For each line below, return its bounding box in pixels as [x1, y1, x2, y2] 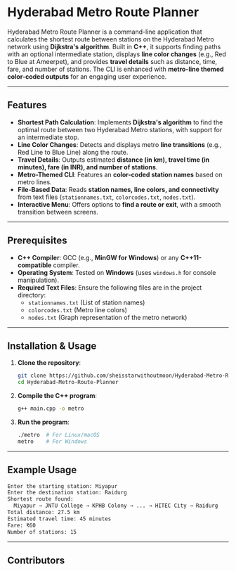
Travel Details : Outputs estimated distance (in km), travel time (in [17, 155, 209, 164]
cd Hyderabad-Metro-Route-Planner [17, 379, 119, 386]
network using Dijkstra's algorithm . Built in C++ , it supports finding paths [7, 42, 221, 51]
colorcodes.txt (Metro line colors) [27, 305, 128, 314]
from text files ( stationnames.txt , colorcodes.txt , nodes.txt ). [17, 193, 196, 201]
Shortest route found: [7, 496, 74, 503]
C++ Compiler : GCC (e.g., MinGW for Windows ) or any [17, 253, 179, 262]
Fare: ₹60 [7, 522, 37, 529]
